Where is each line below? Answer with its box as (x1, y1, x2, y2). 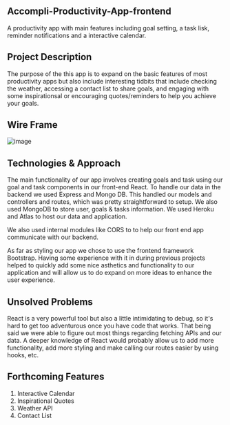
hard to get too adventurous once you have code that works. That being (7, 321, 211, 330)
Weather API (17, 404, 53, 412)
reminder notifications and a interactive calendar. (7, 31, 147, 39)
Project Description (7, 51, 92, 63)
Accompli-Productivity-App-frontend (7, 6, 171, 17)
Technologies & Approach (7, 157, 121, 169)
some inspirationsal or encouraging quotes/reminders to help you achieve (7, 91, 217, 100)
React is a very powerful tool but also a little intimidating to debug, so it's (7, 314, 213, 323)
